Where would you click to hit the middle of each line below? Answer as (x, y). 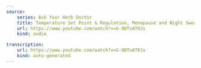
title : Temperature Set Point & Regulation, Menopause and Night (100, 23)
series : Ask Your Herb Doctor (55, 17)
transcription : (25, 45)
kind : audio (32, 34)
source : (16, 12)
